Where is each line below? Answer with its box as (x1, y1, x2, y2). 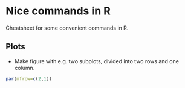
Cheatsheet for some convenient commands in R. (5, 24, 129, 31)
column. (14, 64, 35, 71)
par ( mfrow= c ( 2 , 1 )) (5, 75, 52, 82)
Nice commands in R (5, 4, 111, 18)
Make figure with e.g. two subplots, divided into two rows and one (14, 57, 180, 64)
